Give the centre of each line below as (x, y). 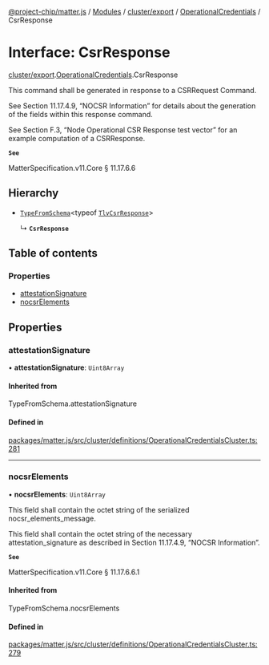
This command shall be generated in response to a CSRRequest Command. (132, 90)
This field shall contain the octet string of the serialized (99, 509)
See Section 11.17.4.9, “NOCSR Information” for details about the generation (132, 105)
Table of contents (53, 253)
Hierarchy (34, 193)
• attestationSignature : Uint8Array (66, 367)
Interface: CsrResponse (89, 53)
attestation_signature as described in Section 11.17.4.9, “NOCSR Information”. (134, 542)
